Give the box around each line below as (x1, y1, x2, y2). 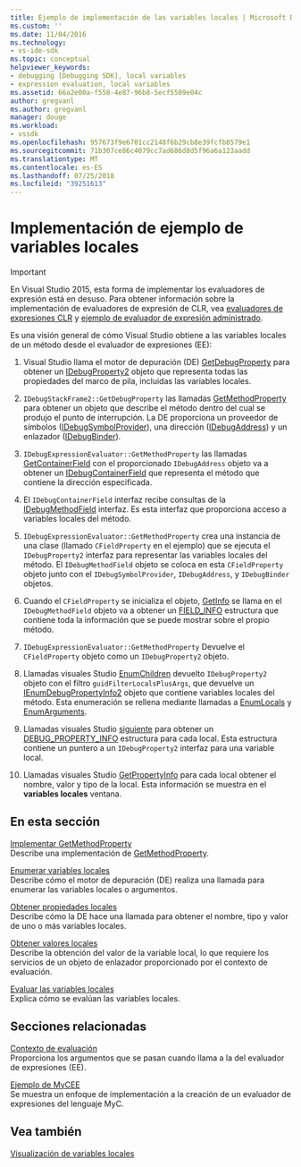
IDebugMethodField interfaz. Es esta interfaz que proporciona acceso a (22, 504, 287, 515)
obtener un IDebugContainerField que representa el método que (22, 467, 260, 479)
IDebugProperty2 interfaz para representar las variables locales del (22, 549, 268, 560)
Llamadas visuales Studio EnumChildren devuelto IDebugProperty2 (22, 669, 267, 679)
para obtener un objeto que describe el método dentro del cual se (22, 403, 266, 413)
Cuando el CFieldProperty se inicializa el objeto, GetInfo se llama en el (22, 596, 282, 607)
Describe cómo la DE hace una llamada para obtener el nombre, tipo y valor (10, 910, 288, 922)
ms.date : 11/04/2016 (10, 30, 88, 38)
